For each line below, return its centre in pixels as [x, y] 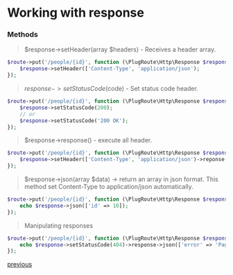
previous [20, 265]
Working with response [76, 13]
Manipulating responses [59, 225]
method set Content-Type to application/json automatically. [109, 187]
